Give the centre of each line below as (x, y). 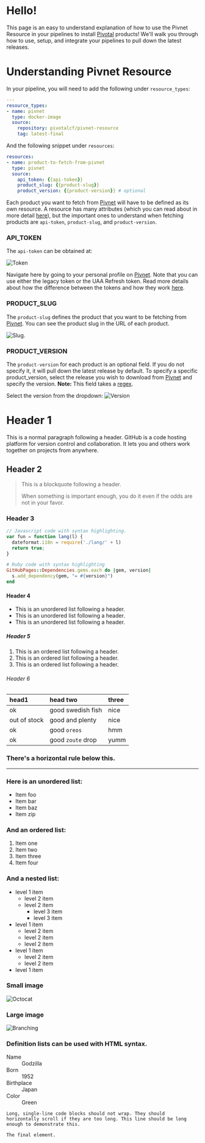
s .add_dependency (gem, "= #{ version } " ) (63, 576)
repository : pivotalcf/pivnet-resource (68, 128)
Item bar (26, 801)
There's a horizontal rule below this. (61, 758)
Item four (27, 863)
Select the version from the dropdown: (55, 396)
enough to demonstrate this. (43, 1125)
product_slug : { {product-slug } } (58, 185)
